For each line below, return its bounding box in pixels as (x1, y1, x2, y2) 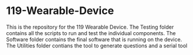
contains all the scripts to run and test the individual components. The (6, 29, 176, 36)
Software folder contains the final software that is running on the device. (6, 36, 182, 43)
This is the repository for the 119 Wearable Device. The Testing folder (6, 23, 174, 30)
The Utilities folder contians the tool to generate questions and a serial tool (6, 42, 188, 49)
